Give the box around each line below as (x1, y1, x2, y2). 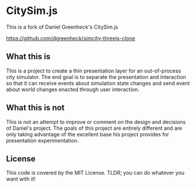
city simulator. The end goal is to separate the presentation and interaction (6, 73, 187, 80)
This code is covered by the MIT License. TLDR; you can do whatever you (6, 169, 185, 176)
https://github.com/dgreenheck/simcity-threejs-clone (6, 34, 136, 41)
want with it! (6, 175, 36, 182)
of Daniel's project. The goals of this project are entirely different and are (6, 124, 183, 131)
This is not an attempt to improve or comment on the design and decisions (6, 118, 186, 125)
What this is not (6, 103, 65, 113)
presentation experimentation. (6, 137, 79, 144)
